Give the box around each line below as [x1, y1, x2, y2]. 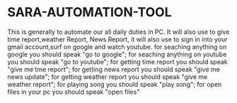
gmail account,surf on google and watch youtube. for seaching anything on [7, 42, 227, 51]
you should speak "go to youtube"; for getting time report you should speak [7, 57, 228, 66]
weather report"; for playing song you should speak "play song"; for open [7, 80, 222, 88]
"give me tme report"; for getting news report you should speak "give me [7, 65, 221, 73]
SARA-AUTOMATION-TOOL [7, 4, 172, 20]
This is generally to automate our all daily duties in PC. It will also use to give [7, 28, 230, 36]
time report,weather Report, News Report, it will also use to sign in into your [7, 35, 228, 43]
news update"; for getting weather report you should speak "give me [7, 72, 208, 81]
